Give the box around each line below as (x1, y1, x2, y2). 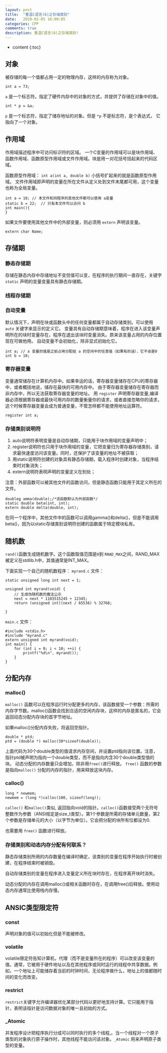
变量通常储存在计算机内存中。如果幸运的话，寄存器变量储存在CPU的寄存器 (5, 378, 158, 384)
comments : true (5, 26, 37, 31)
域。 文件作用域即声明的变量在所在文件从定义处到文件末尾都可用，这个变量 (5, 178, 159, 185)
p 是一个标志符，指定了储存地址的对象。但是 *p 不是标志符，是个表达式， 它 (5, 113, 161, 119)
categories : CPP (5, 21, 39, 26)
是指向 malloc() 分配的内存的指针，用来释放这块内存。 (5, 767, 116, 773)
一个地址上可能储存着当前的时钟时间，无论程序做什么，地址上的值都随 (13, 968, 158, 974)
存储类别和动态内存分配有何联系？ (5, 841, 87, 848)
